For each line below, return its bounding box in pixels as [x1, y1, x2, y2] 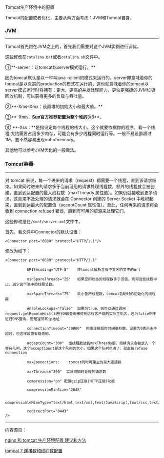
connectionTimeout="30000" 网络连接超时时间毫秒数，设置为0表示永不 [26, 326, 157, 331]
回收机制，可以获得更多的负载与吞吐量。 [5, 93, 86, 99]
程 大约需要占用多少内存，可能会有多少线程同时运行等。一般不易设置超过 [5, 130, 152, 136]
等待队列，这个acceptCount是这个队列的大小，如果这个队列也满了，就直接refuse [5, 346, 148, 351]
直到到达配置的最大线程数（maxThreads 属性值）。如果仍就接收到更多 [13, 189, 153, 195]
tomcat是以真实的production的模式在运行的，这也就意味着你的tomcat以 [5, 81, 149, 87]
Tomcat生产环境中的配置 [5, 4, 55, 10]
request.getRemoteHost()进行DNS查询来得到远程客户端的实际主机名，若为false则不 [5, 311, 157, 316]
